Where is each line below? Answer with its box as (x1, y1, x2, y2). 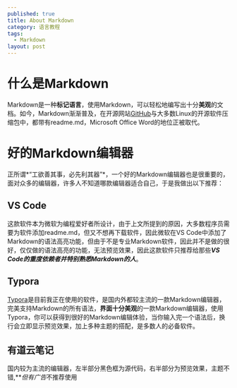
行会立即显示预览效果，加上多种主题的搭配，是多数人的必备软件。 (7, 322, 199, 330)
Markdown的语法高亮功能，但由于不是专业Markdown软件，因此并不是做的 (7, 237, 224, 245)
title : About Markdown (7, 17, 74, 24)
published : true (7, 10, 55, 18)
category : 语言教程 (7, 23, 61, 30)
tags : (7, 30, 23, 37)
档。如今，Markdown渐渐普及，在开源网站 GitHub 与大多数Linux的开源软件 (7, 109, 222, 117)
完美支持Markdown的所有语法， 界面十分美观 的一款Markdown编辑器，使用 (7, 304, 224, 313)
